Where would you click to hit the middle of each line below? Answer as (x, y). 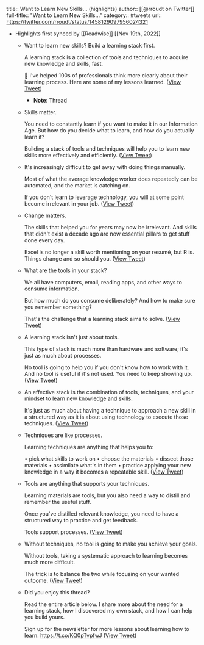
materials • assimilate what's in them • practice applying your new (107, 465)
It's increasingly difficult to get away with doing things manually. (105, 167)
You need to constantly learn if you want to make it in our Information (111, 124)
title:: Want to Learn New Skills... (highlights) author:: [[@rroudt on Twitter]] (100, 9)
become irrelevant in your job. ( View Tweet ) (79, 204)
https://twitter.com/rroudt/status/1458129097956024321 (77, 22)
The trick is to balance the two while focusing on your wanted (102, 574)
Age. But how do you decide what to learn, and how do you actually (109, 130)
